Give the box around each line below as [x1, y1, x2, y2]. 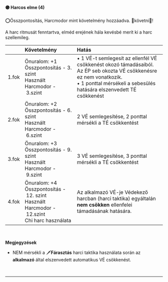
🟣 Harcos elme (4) [5, 4, 45, 10]
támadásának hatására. [76, 208, 132, 215]
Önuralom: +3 [24, 140, 57, 147]
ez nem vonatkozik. [76, 74, 122, 81]
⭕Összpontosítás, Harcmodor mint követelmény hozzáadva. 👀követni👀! [5, 18, 153, 24]
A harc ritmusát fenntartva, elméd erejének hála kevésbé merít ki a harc [5, 29, 152, 35]
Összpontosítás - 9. [24, 146, 72, 153]
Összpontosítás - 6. [24, 107, 72, 114]
